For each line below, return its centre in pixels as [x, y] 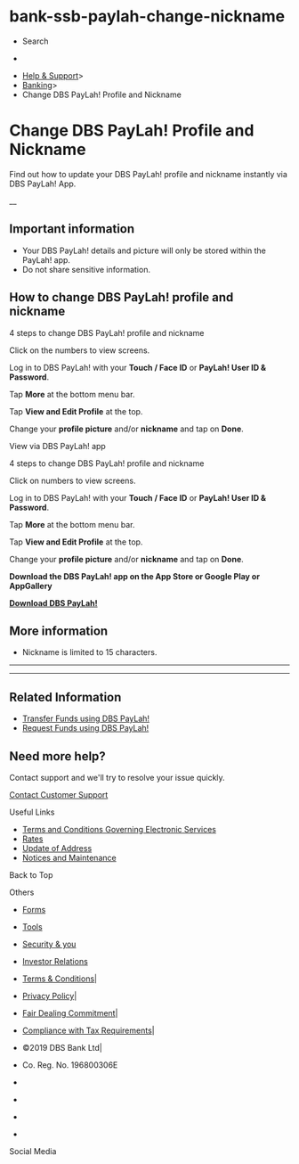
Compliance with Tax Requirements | [88, 1030]
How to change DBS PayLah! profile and [121, 297]
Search [35, 41]
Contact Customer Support [59, 794]
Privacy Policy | [49, 996]
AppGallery [31, 586]
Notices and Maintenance [69, 857]
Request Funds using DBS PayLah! [85, 728]
